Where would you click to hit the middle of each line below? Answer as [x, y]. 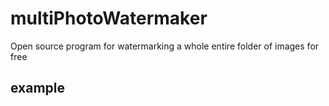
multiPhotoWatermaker [109, 18]
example [38, 88]
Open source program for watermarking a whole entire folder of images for [165, 46]
